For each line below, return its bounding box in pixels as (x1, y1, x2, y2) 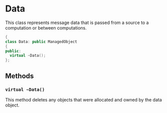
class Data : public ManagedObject (5, 39, 78, 44)
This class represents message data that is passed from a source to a (5, 19, 149, 25)
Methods (5, 71, 34, 80)
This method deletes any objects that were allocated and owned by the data (5, 96, 162, 102)
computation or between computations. (5, 24, 87, 30)
